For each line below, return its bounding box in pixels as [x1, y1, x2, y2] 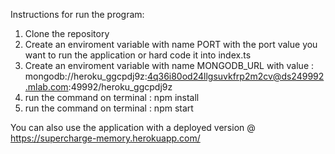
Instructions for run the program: [10, 9, 145, 20]
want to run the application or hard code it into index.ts [24, 49, 252, 61]
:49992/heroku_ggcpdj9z [68, 81, 173, 93]
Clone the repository [24, 28, 110, 39]
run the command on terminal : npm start [24, 102, 194, 114]
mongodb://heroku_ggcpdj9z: [24, 70, 148, 82]
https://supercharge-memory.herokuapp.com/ [10, 132, 201, 144]
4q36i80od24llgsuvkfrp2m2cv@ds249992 [146, 70, 325, 82]
